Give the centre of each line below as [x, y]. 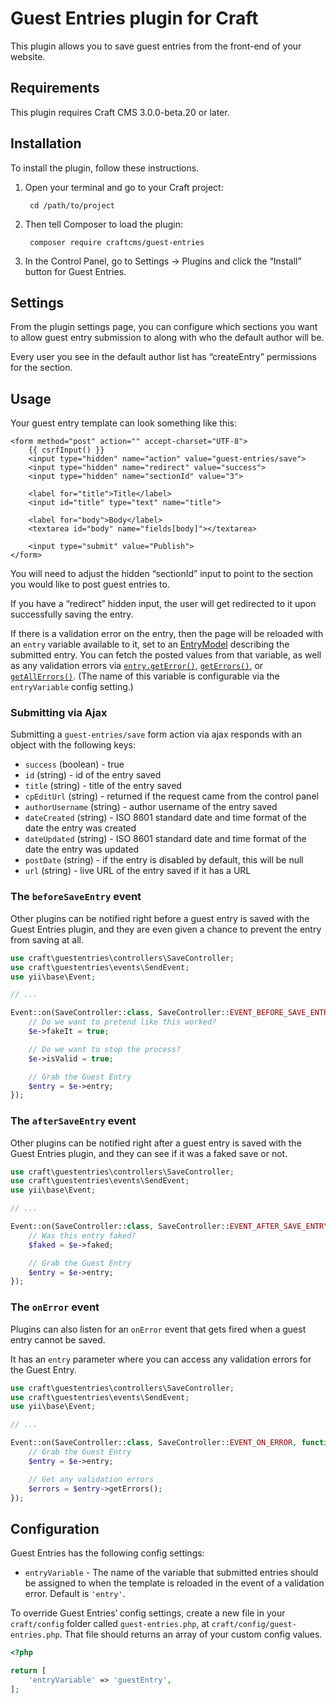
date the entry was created [80, 828]
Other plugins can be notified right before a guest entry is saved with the [160, 918]
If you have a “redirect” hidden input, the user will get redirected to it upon [163, 604]
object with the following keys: [73, 745]
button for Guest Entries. [75, 271]
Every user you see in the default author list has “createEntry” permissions [163, 357]
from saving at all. [47, 939]
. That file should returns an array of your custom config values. [191, 1634]
